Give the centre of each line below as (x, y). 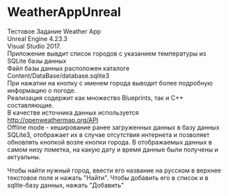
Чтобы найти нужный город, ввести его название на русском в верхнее (114, 170)
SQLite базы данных (37, 60)
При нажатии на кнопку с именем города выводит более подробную (110, 83)
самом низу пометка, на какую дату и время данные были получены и (113, 149)
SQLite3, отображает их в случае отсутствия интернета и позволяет (108, 134)
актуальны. (24, 156)
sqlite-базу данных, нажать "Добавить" (66, 185)
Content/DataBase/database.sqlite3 (58, 75)
